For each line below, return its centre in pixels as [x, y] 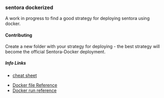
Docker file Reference [35, 85]
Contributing [19, 35]
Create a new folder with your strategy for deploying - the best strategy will [83, 46]
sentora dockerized [29, 7]
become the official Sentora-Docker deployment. [55, 51]
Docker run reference [34, 90]
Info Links [16, 63]
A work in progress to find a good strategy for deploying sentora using [78, 18]
